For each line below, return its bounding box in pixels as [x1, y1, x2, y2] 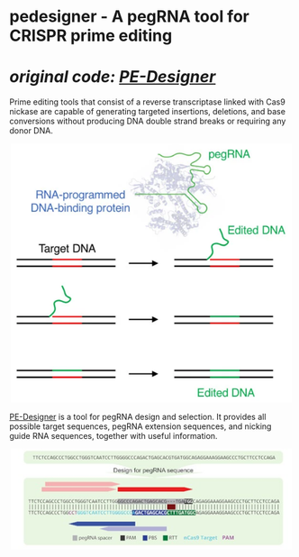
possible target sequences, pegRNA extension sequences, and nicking [9, 421, 272, 432]
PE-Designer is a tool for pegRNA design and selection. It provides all [9, 411, 267, 422]
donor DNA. [9, 125, 54, 136]
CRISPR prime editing [9, 25, 173, 46]
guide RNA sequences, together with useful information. [9, 430, 218, 441]
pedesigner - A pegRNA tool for [9, 6, 249, 27]
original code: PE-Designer [9, 67, 216, 87]
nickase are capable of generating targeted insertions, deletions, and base [9, 106, 286, 117]
